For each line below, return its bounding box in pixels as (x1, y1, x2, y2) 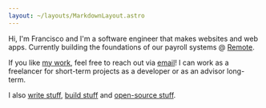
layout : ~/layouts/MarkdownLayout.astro (8, 11, 146, 20)
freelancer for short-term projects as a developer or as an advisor (8, 66, 226, 76)
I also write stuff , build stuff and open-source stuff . (8, 90, 176, 100)
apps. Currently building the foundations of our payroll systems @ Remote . (8, 42, 255, 52)
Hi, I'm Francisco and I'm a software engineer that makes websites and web (8, 34, 259, 43)
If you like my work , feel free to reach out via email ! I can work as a (8, 58, 229, 67)
